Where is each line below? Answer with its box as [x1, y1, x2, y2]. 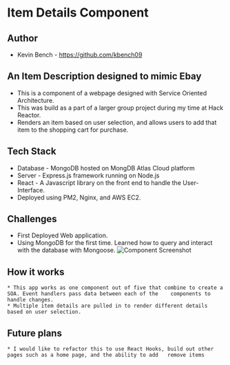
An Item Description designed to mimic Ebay [7, 70, 202, 82]
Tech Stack [7, 146, 56, 157]
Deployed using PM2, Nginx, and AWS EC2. [17, 193, 141, 201]
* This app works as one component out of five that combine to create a [7, 284, 224, 291]
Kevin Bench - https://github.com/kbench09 [17, 50, 143, 59]
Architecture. [17, 96, 54, 104]
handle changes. [7, 297, 54, 304]
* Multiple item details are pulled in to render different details [7, 302, 208, 310]
